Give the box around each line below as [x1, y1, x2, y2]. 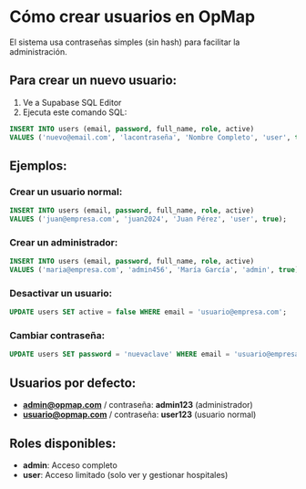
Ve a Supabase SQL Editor [22, 97, 122, 108]
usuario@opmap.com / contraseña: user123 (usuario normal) [22, 409, 257, 421]
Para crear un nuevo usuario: [9, 73, 178, 88]
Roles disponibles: [9, 435, 117, 451]
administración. [9, 46, 67, 57]
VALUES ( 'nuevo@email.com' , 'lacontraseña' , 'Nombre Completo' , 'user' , [9, 132, 291, 142]
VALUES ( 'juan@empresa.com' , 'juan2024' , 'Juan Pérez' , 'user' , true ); [9, 214, 287, 224]
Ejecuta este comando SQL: [22, 107, 127, 118]
